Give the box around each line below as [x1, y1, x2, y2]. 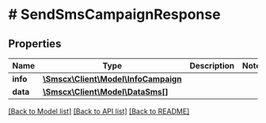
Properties [8, 37, 62, 50]
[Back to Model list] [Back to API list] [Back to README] [8, 106, 190, 116]
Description [189, 61, 235, 71]
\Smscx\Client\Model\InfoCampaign [42, 73, 182, 84]
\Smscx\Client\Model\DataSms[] [42, 87, 169, 97]
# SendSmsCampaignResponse [8, 6, 221, 24]
